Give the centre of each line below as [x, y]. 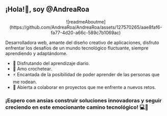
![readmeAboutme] [86, 21]
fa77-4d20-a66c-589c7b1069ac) [86, 32]
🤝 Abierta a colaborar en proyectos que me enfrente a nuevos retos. [84, 87]
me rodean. [25, 82]
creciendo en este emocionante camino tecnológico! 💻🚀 [77, 107]
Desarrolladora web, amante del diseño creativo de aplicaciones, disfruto [82, 42]
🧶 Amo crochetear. [32, 68]
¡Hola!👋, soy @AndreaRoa [47, 9]
